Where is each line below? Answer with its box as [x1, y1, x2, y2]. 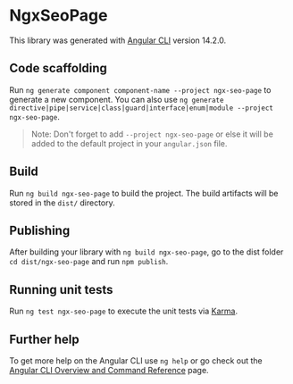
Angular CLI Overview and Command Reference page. [9, 365, 209, 375]
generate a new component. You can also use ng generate [9, 94, 224, 104]
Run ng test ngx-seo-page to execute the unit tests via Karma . [9, 305, 239, 317]
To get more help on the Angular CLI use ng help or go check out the [9, 355, 263, 366]
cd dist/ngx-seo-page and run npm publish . [9, 256, 169, 267]
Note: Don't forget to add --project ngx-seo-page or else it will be [30, 129, 274, 139]
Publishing [9, 222, 71, 238]
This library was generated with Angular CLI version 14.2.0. [9, 35, 227, 46]
